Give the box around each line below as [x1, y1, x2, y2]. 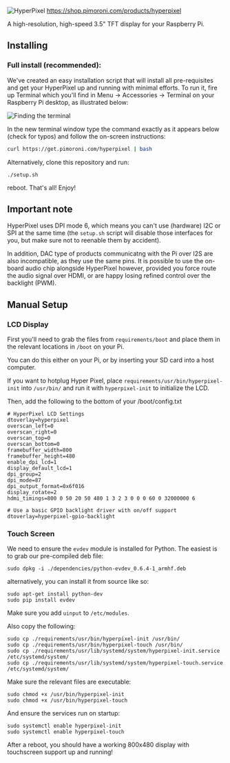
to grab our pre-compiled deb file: [7, 552, 104, 560]
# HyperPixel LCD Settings [7, 411, 85, 418]
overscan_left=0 [7, 423, 54, 430]
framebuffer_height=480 [7, 453, 76, 460]
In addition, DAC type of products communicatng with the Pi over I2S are [7, 250, 213, 258]
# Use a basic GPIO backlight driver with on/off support [7, 507, 177, 514]
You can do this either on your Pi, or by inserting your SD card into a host [7, 356, 214, 365]
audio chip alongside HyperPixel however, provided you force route [25, 264, 217, 272]
